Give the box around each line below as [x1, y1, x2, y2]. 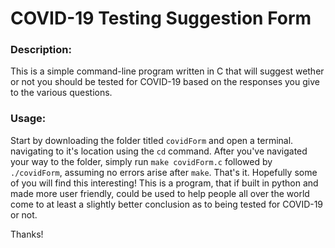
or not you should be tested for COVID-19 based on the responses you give [10, 76, 320, 88]
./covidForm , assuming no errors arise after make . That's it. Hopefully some [10, 166, 318, 178]
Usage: [10, 112, 47, 126]
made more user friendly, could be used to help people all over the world [10, 187, 310, 199]
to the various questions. [10, 87, 113, 99]
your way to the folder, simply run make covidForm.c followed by [10, 155, 273, 167]
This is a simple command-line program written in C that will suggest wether [10, 65, 325, 77]
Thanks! [10, 228, 44, 240]
